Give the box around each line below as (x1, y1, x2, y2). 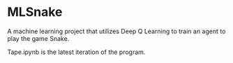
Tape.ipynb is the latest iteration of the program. (7, 48, 146, 56)
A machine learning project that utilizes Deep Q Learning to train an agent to (7, 27, 226, 35)
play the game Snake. (7, 34, 70, 42)
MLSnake (7, 4, 63, 20)
